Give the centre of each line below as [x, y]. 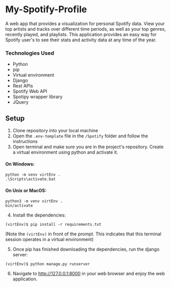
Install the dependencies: [39, 215]
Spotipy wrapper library [38, 97]
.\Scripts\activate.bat [31, 179]
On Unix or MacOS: [26, 190]
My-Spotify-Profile [46, 9]
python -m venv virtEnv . [33, 175]
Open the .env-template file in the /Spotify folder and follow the [80, 136]
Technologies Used [30, 53]
